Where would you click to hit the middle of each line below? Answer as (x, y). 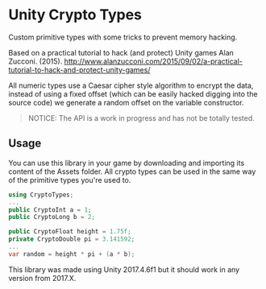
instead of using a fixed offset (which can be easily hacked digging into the (133, 93)
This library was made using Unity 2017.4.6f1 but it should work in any (124, 269)
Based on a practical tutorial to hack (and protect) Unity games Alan (121, 52)
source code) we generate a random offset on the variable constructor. (126, 102)
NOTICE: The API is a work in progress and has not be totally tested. (141, 118)
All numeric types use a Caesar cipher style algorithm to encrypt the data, (131, 85)
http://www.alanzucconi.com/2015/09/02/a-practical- (154, 61)
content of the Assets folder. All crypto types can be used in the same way (132, 171)
